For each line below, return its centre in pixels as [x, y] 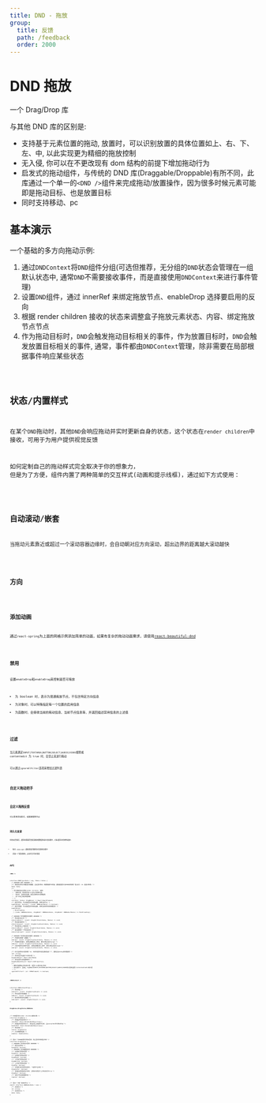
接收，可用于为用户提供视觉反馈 [54, 440]
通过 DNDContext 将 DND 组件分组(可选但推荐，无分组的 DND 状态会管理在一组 [137, 267]
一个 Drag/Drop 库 [39, 110]
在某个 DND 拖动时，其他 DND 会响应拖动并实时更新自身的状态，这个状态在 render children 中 [133, 431]
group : [21, 23]
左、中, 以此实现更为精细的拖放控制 [79, 153]
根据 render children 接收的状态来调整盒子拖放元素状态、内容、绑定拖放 [138, 316]
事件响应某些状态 [56, 355]
